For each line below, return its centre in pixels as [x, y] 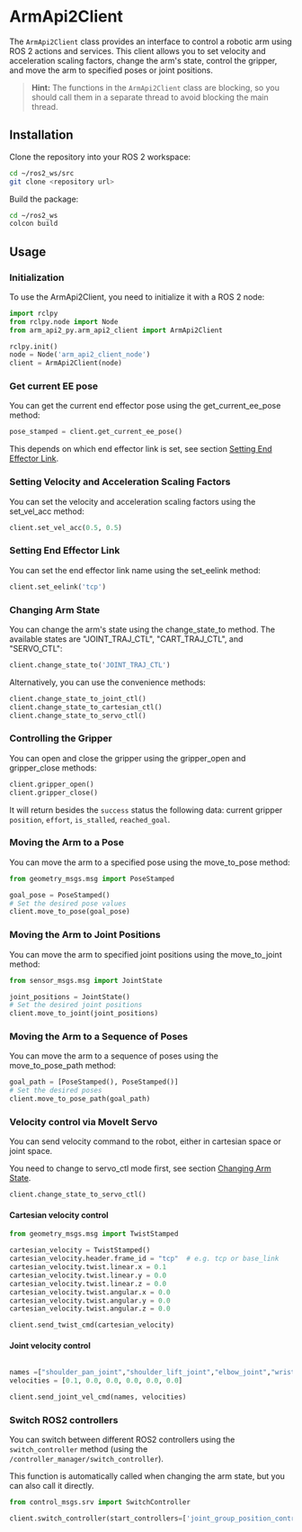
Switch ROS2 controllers [64, 1419]
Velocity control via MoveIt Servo [84, 1122]
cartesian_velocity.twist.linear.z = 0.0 [88, 1284]
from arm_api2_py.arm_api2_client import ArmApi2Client [116, 330]
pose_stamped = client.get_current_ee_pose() [96, 432]
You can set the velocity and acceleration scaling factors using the [133, 501]
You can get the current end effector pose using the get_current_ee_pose [145, 406]
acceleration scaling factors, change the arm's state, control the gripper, [143, 60]
